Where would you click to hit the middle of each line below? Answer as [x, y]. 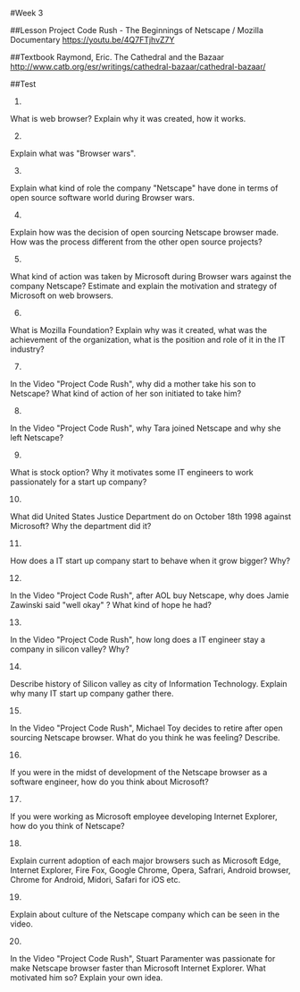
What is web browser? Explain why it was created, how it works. [128, 119]
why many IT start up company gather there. [92, 693]
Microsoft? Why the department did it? [81, 526]
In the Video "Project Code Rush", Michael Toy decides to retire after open [147, 728]
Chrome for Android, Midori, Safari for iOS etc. [96, 880]
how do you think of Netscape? [68, 826]
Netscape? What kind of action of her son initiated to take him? [126, 393]
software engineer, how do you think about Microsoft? [109, 782]
